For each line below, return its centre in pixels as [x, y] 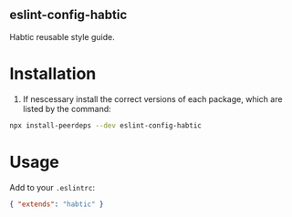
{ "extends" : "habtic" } [57, 204]
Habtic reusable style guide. [63, 36]
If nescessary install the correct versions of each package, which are [152, 98]
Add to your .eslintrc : [52, 187]
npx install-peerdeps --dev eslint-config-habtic [106, 125]
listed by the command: [67, 108]
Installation [53, 74]
